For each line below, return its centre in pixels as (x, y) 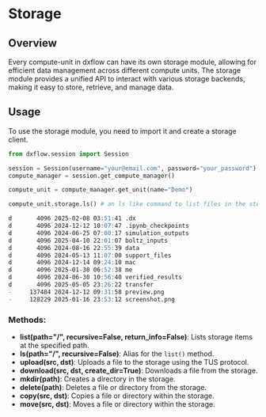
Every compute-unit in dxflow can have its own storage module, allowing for (133, 62)
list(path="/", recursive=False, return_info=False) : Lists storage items (136, 336)
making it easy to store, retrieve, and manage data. (91, 87)
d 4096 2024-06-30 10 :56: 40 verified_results (95, 278)
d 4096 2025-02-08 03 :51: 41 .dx (72, 218)
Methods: (27, 320)
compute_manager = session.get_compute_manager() (92, 176)
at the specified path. (54, 345)
